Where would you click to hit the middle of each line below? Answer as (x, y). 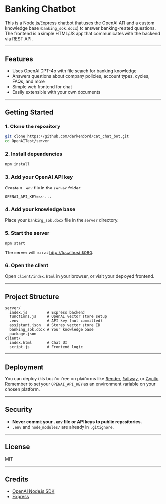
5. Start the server (27, 233)
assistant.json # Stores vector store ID (55, 325)
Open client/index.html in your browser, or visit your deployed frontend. (80, 276)
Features (19, 59)
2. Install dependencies (34, 154)
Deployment (24, 367)
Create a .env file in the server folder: (43, 188)
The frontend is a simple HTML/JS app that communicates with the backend (83, 33)
